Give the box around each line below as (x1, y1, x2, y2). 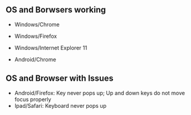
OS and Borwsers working (5, 5, 106, 15)
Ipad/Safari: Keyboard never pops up (14, 102, 107, 109)
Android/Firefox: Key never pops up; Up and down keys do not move (14, 89, 186, 96)
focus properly (14, 96, 52, 103)
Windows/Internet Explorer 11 (14, 44, 88, 51)
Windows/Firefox (14, 33, 57, 40)
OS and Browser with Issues (5, 73, 114, 84)
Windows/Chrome (14, 20, 60, 28)
